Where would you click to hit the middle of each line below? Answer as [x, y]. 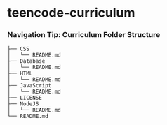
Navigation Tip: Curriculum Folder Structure [84, 35]
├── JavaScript [29, 86]
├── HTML [20, 74]
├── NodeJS [23, 104]
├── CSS [19, 49]
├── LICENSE [25, 98]
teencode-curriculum [71, 13]
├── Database [26, 61]
